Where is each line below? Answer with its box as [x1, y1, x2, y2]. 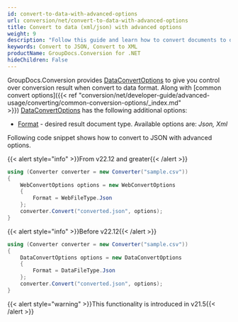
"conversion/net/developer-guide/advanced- [78, 91, 210, 99]
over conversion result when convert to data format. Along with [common [7, 83, 222, 92]
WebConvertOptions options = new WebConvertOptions [20, 181, 176, 188]
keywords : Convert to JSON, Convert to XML [7, 43, 138, 50]
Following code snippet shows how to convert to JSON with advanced [7, 133, 212, 142]
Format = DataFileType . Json [33, 267, 115, 275]
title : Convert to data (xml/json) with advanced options [7, 23, 182, 30]
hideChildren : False [7, 57, 69, 64]
